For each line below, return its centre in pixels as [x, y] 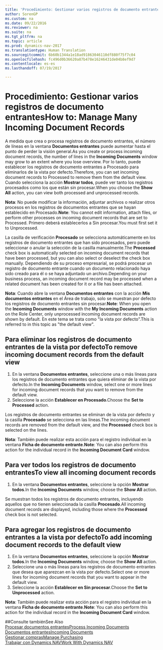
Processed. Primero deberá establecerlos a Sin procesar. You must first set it [81, 223]
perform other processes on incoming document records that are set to [76, 217]
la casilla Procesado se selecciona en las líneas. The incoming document [78, 420]
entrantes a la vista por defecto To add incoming [79, 537]
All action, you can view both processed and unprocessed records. [72, 193]
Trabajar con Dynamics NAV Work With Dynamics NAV [59, 643]
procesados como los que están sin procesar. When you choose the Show [79, 187]
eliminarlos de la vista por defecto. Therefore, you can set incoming [72, 172]
